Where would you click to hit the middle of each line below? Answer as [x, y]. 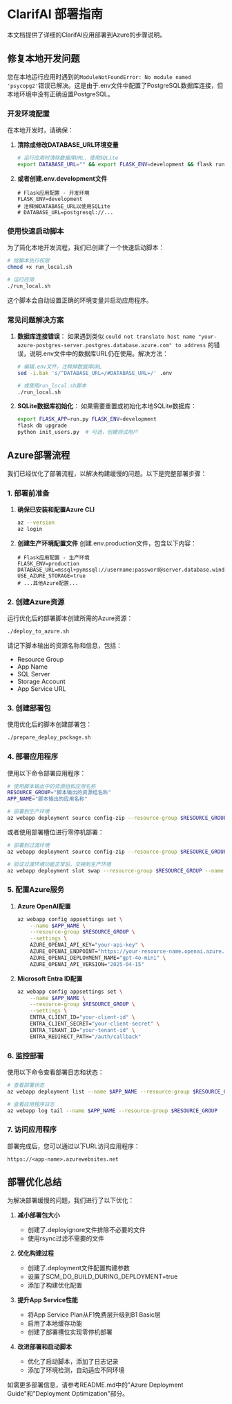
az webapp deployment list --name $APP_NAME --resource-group [98, 1091]
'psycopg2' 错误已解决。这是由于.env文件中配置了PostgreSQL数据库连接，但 [115, 85]
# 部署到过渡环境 [28, 845]
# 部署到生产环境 [28, 811]
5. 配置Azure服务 [36, 890]
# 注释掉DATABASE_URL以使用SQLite [64, 206]
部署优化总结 [35, 1182]
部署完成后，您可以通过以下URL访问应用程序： [74, 1146]
